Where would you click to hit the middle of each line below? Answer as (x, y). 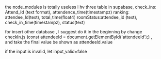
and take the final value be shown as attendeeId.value (59, 42)
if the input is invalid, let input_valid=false (46, 51)
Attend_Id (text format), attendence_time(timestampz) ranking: (67, 12)
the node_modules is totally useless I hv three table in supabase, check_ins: (81, 7)
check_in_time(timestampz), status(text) (45, 22)
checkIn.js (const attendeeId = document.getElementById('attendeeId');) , (79, 37)
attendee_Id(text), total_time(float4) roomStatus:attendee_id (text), (71, 17)
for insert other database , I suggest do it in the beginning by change (73, 32)
